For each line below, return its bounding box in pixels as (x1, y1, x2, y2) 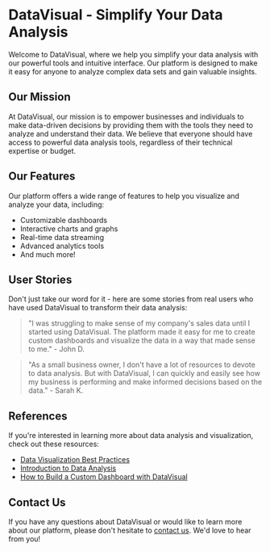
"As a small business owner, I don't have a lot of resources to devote (27, 360, 255, 369)
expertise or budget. (8, 145, 77, 155)
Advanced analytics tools (19, 241, 105, 251)
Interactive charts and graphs (19, 224, 118, 234)
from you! (8, 534, 41, 543)
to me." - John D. (27, 344, 85, 354)
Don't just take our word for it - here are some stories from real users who (8, 294, 254, 304)
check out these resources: (8, 439, 99, 449)
